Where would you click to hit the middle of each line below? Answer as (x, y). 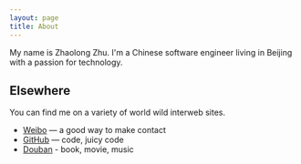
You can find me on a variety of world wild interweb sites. (118, 113)
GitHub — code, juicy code (73, 140)
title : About (34, 26)
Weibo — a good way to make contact (94, 130)
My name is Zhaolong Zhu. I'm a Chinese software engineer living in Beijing (151, 52)
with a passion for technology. (66, 62)
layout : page (34, 18)
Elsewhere (40, 91)
